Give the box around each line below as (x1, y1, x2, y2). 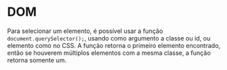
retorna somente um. (7, 56, 67, 64)
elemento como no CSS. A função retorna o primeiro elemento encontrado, (7, 41, 221, 49)
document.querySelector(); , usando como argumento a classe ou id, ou (7, 34, 211, 42)
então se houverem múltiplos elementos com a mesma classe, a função (7, 49, 211, 57)
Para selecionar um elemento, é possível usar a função (7, 27, 164, 35)
